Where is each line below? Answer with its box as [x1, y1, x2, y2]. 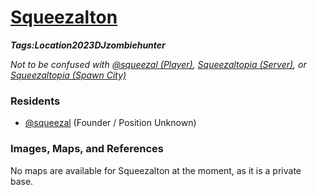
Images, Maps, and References [10, 142, 164, 156]
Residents [10, 94, 61, 108]
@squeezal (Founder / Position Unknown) [24, 117, 197, 129]
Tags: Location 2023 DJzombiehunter [10, 39, 166, 51]
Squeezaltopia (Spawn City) [10, 69, 127, 81]
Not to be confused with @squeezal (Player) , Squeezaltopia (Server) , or [10, 58, 307, 70]
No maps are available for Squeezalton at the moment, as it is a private [10, 164, 302, 176]
